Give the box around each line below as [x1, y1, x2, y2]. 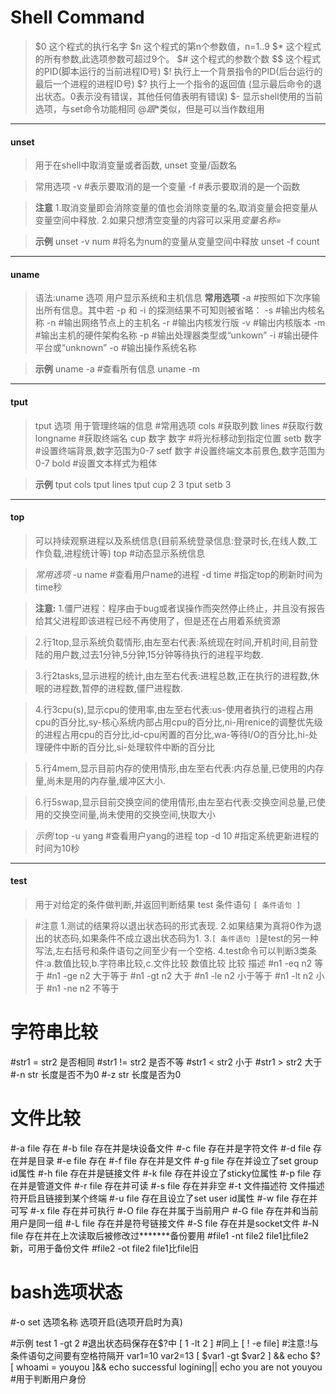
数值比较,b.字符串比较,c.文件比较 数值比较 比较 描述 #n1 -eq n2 [53, 957, 313, 969]
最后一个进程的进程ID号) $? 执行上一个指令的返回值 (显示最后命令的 [34, 77, 313, 90]
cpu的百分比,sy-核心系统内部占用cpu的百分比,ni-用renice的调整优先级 [34, 716, 323, 728]
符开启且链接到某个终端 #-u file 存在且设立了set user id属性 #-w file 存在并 [10, 1192, 318, 1204]
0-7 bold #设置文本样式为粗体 [34, 457, 158, 469]
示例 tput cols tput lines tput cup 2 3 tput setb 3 [34, 478, 232, 490]
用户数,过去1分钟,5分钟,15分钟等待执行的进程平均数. [52, 648, 264, 660]
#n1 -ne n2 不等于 [46, 982, 120, 994]
